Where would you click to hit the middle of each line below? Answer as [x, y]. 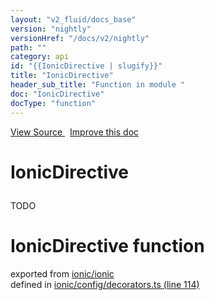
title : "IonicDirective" [62, 76]
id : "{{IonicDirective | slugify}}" [86, 66]
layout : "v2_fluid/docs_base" [73, 19]
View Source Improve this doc [75, 132]
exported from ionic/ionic [62, 273]
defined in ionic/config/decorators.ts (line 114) [105, 284]
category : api [40, 57]
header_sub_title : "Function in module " [98, 85]
